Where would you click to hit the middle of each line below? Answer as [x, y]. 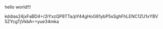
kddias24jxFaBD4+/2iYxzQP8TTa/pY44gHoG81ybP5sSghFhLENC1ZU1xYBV [81, 16]
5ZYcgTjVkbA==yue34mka [32, 22]
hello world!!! [18, 7]
